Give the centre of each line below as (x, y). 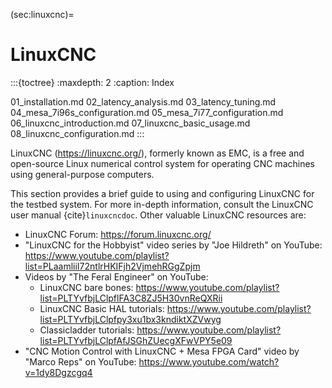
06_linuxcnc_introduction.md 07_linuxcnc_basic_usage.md (130, 123)
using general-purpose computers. (82, 174)
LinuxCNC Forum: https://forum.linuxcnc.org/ (118, 234)
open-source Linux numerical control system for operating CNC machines (162, 163)
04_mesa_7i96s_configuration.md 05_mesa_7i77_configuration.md (147, 112)
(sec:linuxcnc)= (42, 14)
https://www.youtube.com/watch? (209, 361)
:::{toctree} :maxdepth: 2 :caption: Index (92, 82)
